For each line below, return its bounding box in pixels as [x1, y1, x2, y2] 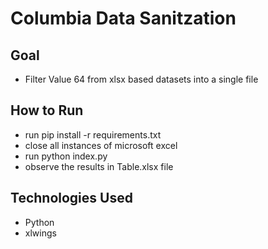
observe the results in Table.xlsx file [24, 160, 174, 172]
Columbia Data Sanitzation [10, 7, 237, 30]
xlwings [24, 227, 57, 239]
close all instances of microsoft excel [24, 139, 178, 151]
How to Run [10, 102, 84, 119]
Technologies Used [10, 190, 133, 207]
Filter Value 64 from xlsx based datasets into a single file [24, 73, 259, 85]
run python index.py [24, 150, 108, 162]
